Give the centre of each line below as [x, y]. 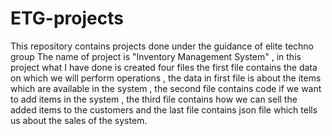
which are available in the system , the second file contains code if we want [166, 88]
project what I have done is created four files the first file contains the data [164, 67]
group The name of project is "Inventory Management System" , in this [156, 56]
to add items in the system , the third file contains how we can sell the [154, 99]
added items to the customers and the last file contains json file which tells [164, 109]
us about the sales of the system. [79, 120]
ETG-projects [67, 18]
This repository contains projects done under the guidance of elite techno [162, 46]
